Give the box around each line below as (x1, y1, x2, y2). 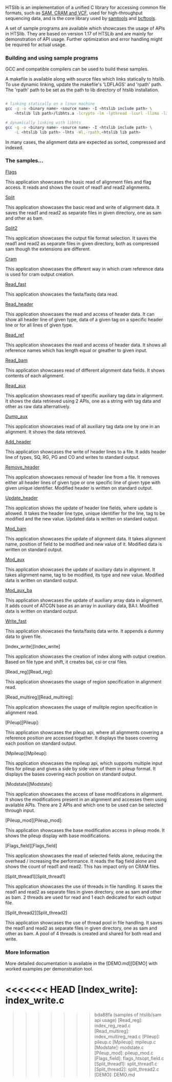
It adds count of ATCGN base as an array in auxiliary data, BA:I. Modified (5, 603, 159, 609)
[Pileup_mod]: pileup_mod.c (94, 1050, 154, 1056)
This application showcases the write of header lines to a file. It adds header (5, 449, 166, 455)
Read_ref (5, 332, 25, 338)
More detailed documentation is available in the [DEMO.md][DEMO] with (5, 960, 158, 967)
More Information (5, 949, 50, 956)
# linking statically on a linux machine (5, 101, 95, 107)
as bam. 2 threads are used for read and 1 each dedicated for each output (5, 894, 161, 900)
